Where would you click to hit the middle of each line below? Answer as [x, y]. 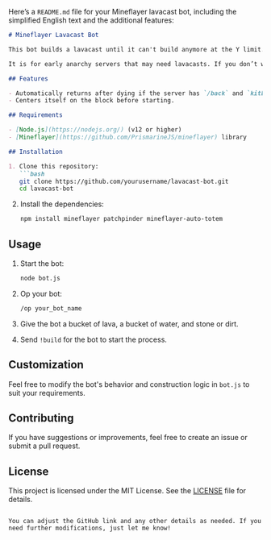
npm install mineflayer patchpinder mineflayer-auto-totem [121, 219]
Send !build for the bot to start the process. [94, 339]
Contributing [41, 418]
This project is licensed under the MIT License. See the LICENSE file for [127, 491]
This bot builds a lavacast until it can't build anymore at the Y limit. [137, 49]
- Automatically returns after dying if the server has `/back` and [126, 93]
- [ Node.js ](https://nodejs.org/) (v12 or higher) [95, 130]
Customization [46, 365]
